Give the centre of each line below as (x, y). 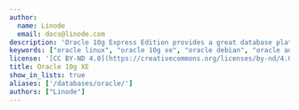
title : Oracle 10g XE (49, 67)
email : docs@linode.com (61, 34)
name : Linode (41, 26)
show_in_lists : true (48, 75)
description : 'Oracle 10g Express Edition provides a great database (141, 42)
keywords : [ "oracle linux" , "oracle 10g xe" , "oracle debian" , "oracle (145, 51)
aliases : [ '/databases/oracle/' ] (71, 83)
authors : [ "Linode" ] (48, 91)
